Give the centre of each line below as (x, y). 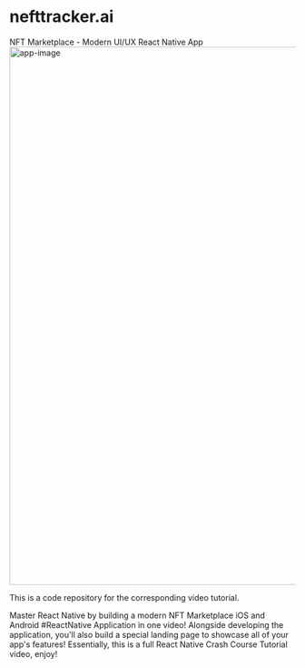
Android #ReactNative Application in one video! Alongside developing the (147, 624)
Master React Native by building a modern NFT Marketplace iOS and (138, 615)
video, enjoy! (34, 653)
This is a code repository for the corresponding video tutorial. (124, 597)
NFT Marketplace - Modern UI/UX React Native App (107, 42)
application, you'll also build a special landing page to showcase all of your (149, 634)
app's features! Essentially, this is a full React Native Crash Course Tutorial (148, 644)
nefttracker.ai (62, 17)
